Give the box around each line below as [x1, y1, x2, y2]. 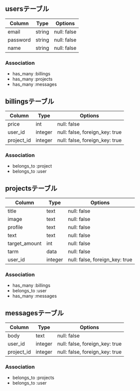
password [7, 36, 31, 43]
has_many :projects [12, 76, 53, 82]
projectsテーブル [5, 184, 57, 193]
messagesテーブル [5, 309, 64, 317]
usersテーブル [5, 4, 49, 13]
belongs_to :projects [12, 375, 55, 381]
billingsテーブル [5, 97, 54, 106]
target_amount [7, 240, 42, 247]
